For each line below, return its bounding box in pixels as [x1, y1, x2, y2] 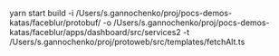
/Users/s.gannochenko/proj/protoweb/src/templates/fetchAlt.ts [9, 36, 245, 47]
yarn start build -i [9, 8, 74, 18]
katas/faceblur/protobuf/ [9, 17, 101, 28]
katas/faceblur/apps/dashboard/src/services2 [9, 27, 181, 37]
